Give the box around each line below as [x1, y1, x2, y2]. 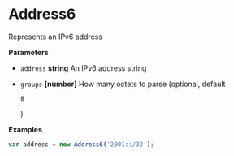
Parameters [8, 47, 49, 57]
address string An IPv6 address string [19, 63, 147, 73]
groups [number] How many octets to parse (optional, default [19, 79, 226, 89]
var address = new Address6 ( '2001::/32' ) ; [8, 140, 154, 149]
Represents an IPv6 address [8, 32, 103, 41]
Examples [8, 124, 43, 134]
